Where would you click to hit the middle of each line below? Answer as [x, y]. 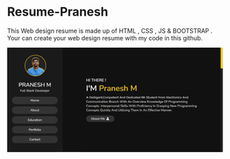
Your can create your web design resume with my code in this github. [105, 38]
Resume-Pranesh [57, 12]
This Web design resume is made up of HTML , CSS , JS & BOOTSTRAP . [110, 31]
